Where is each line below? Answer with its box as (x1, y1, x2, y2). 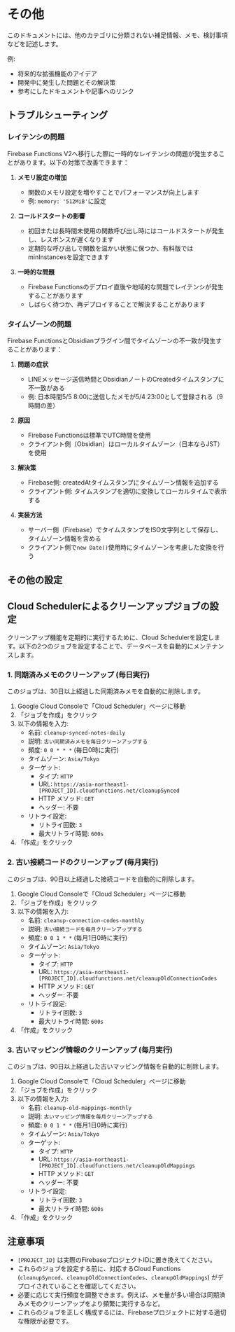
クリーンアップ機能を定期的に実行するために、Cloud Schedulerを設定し (7, 633, 215, 641)
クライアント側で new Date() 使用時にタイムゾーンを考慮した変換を (27, 543, 218, 551)
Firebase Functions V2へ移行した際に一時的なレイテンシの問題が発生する (7, 149, 219, 158)
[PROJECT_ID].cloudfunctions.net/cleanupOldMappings (38, 1163, 196, 1170)
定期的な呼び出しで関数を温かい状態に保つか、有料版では (27, 244, 194, 252)
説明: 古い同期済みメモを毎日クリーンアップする (27, 737, 148, 746)
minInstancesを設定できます (27, 253, 110, 261)
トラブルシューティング (7, 109, 108, 121)
